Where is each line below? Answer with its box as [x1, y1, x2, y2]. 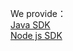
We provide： [10, 8, 67, 19]
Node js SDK [10, 30, 63, 41]
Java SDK [10, 19, 51, 31]
